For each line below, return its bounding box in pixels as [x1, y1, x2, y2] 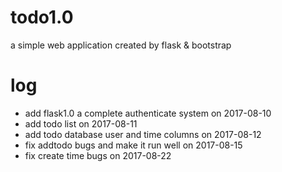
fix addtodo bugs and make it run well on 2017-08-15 [24, 139, 243, 151]
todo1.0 [10, 6, 74, 29]
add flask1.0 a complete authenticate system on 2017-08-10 [24, 107, 272, 119]
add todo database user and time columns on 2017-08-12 [24, 128, 262, 140]
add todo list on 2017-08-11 [24, 117, 138, 130]
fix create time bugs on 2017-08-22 [24, 149, 172, 161]
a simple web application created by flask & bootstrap [10, 39, 232, 51]
